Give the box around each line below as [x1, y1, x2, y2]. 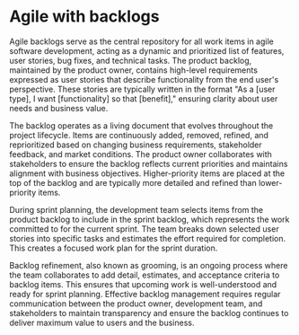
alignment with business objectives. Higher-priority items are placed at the [9, 168, 286, 179]
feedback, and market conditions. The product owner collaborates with [9, 148, 272, 159]
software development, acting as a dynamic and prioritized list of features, [9, 45, 285, 56]
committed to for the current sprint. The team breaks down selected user [9, 223, 280, 234]
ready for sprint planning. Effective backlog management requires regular [9, 288, 281, 299]
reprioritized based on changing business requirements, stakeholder [9, 139, 262, 150]
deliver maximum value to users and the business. [9, 317, 195, 328]
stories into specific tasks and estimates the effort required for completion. [9, 233, 286, 243]
